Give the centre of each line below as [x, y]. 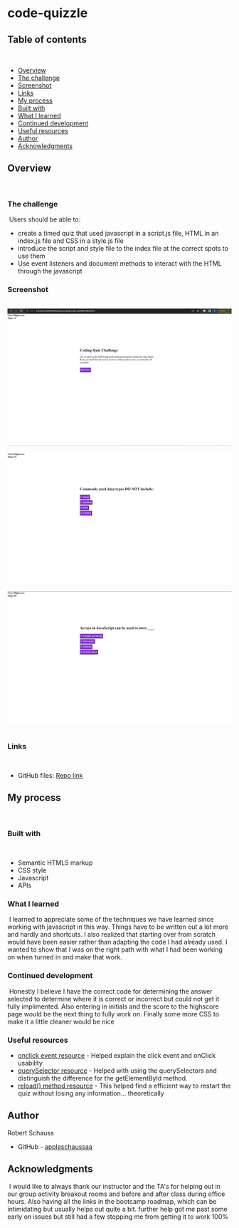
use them [31, 256]
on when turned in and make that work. [65, 957]
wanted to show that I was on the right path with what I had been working [115, 949]
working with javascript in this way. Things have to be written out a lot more [118, 927]
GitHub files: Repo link [50, 775]
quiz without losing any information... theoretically [91, 1093]
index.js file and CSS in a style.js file [71, 241]
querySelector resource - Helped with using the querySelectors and [117, 1071]
